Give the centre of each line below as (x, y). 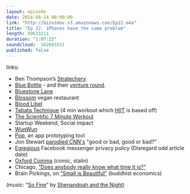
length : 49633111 (28, 34)
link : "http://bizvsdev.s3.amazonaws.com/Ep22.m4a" (71, 23)
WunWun (26, 129)
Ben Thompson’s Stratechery (50, 78)
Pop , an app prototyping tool (50, 135)
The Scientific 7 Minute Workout (54, 116)
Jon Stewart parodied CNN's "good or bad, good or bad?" (86, 141)
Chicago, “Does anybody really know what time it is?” (80, 167)
